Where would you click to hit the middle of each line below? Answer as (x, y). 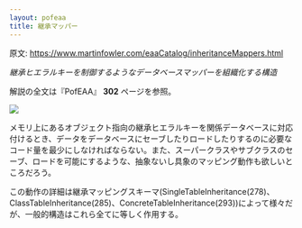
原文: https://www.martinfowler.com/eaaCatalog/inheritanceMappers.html (146, 53)
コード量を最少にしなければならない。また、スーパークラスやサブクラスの (147, 150)
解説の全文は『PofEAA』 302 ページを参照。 (93, 91)
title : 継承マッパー (44, 26)
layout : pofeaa (38, 18)
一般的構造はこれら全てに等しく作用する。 (104, 214)
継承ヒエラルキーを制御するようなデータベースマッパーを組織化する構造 (143, 72)
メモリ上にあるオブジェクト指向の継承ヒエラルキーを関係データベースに (143, 127)
